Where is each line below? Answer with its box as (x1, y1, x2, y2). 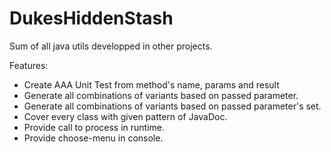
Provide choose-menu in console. (23, 132, 164, 144)
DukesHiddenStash (9, 7, 174, 30)
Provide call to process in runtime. (23, 121, 166, 133)
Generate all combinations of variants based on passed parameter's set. (23, 100, 322, 112)
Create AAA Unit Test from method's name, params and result (23, 78, 280, 91)
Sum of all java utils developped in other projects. (9, 40, 213, 52)
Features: (9, 59, 49, 71)
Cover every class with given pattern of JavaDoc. (23, 110, 228, 122)
